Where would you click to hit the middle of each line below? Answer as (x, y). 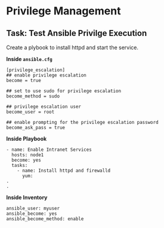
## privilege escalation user (44, 107)
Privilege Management (64, 11)
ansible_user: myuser (33, 208)
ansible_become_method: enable (45, 219)
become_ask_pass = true (36, 127)
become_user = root (30, 112)
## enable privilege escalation (46, 75)
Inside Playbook (27, 139)
